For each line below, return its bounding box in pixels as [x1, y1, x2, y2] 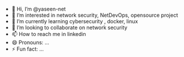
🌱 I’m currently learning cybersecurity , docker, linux [11, 18, 138, 24]
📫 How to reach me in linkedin [11, 31, 86, 37]
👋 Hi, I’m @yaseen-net [11, 6, 66, 12]
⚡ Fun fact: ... [11, 45, 44, 52]
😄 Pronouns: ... [11, 39, 50, 46]
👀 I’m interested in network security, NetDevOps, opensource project [11, 12, 178, 19]
